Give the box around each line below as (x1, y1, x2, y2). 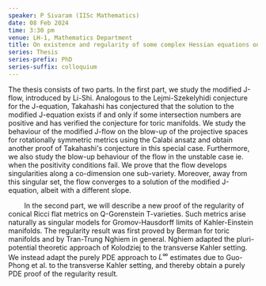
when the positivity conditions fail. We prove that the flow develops (8, 160, 227, 170)
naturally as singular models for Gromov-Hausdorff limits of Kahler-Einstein (8, 217, 253, 227)
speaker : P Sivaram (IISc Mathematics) (8, 11, 140, 20)
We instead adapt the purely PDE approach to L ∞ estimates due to (8, 250, 224, 262)
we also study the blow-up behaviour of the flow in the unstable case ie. (8, 152, 244, 161)
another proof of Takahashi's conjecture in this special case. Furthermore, (8, 143, 250, 152)
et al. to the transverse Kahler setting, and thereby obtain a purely (31, 261, 245, 270)
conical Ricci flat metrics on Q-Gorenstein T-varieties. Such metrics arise (8, 209, 247, 218)
